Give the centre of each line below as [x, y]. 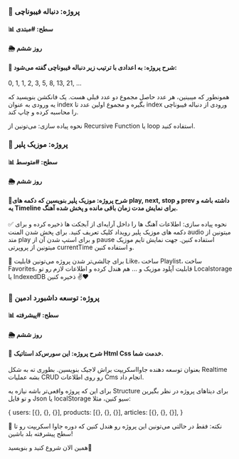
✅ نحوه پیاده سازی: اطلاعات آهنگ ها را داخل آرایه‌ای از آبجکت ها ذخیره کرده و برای [117, 223]
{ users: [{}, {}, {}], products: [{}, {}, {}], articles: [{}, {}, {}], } [96, 412]
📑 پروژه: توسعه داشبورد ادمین [54, 298]
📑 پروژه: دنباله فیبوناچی [44, 11]
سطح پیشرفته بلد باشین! [41, 433]
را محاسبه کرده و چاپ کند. [43, 112]
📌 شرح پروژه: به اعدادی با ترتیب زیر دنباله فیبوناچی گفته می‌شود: [92, 67]
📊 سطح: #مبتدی [31, 29]
